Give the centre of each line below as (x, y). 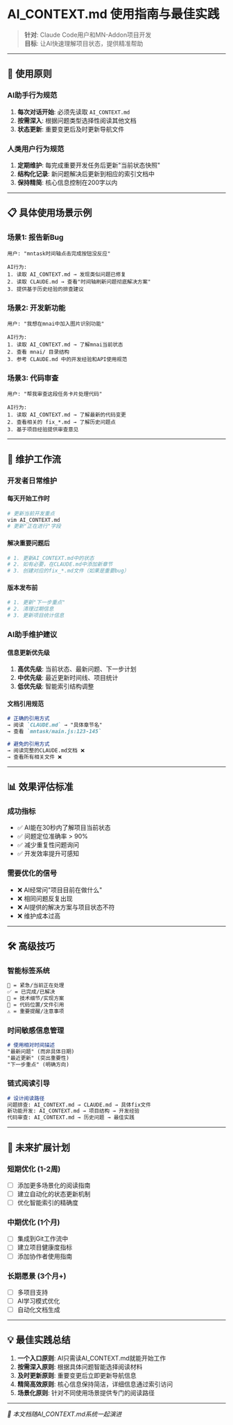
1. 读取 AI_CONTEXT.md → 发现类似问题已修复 (67, 274)
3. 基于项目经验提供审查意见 (43, 430)
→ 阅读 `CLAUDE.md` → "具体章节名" (55, 725)
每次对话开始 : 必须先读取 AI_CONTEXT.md (74, 112)
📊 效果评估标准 (41, 786)
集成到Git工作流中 (43, 1239)
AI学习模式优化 (38, 1301)
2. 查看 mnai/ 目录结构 (38, 352)
